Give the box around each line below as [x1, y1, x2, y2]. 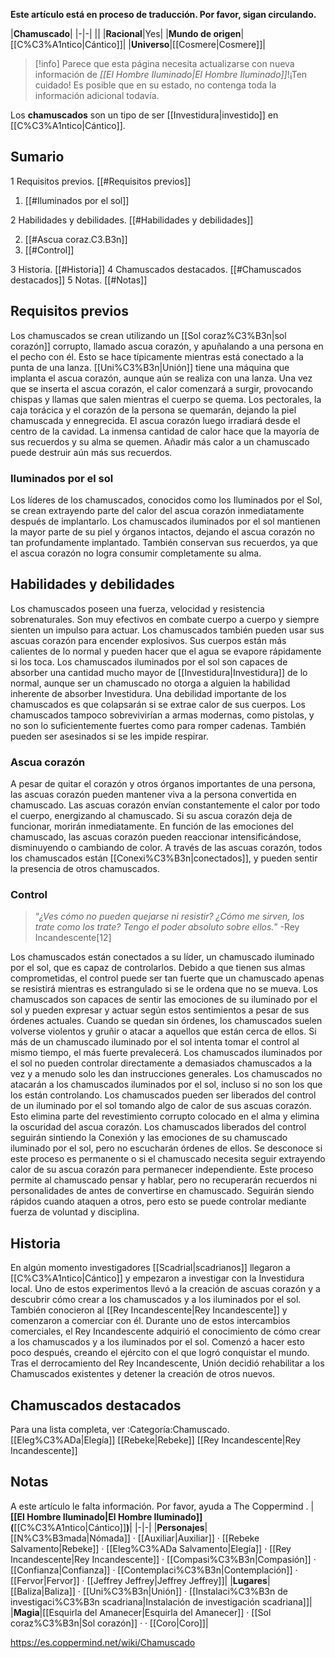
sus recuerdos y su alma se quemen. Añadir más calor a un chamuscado [10, 435, 310, 448]
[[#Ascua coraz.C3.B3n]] [24, 233, 128, 245]
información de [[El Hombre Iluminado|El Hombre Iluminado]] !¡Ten [34, 69, 308, 80]
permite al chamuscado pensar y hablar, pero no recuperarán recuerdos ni [10, 1174, 318, 1186]
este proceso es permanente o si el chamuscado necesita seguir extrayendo [10, 1153, 326, 1165]
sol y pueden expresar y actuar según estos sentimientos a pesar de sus [10, 1004, 310, 1016]
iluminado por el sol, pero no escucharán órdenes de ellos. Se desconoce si [10, 1142, 323, 1154]
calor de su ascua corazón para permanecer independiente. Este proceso [10, 1164, 314, 1176]
